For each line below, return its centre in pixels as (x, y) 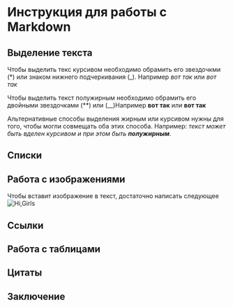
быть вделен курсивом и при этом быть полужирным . (89, 134)
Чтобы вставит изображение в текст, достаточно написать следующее (113, 196)
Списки (25, 155)
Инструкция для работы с (87, 12)
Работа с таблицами (54, 249)
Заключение (36, 296)
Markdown (39, 27)
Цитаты (25, 273)
